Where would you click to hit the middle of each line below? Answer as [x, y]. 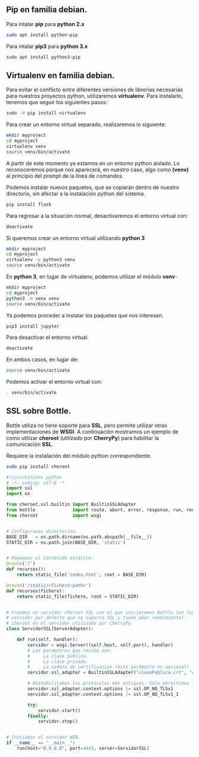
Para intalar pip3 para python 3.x [47, 46]
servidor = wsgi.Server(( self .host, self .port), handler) [100, 645]
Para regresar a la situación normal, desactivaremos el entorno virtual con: [97, 216]
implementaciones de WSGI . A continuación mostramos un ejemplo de [92, 431]
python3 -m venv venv [33, 299]
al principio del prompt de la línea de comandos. [65, 176]
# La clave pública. [58, 656]
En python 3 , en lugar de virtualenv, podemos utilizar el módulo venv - [92, 277]
